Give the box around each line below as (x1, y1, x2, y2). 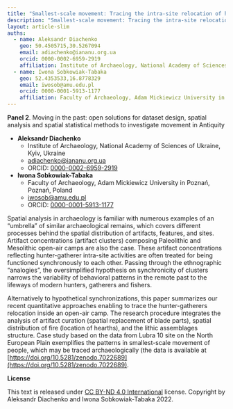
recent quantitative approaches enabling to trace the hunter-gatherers (7, 302, 208, 310)
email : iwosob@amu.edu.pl (19, 81, 95, 88)
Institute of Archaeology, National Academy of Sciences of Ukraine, (27, 142, 221, 150)
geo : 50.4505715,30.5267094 (19, 42, 101, 49)
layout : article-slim (7, 23, 70, 30)
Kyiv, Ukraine (27, 149, 66, 157)
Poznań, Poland (27, 186, 73, 194)
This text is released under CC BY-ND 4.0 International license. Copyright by (7, 387, 225, 396)
